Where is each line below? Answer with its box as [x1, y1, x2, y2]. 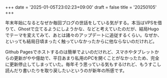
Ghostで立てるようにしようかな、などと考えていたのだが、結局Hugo [18, 26, 160, 32]
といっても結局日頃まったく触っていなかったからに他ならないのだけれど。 [5, 38, 157, 44]
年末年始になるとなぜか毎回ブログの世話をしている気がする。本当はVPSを [5, 20, 158, 25]
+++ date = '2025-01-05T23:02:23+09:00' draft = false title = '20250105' [5, 4, 157, 10]
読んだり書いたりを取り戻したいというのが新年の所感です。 [5, 68, 127, 74]
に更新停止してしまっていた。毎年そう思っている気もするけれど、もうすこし [5, 62, 162, 67]
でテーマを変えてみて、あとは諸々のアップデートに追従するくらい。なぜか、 [5, 32, 162, 38]
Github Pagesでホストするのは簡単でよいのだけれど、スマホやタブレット [5, 49, 155, 55]
